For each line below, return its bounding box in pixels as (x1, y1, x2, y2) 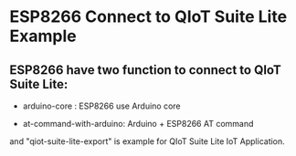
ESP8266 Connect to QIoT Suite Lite (9, 6, 288, 27)
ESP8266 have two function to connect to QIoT (9, 62, 281, 78)
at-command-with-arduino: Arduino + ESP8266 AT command (22, 119, 254, 129)
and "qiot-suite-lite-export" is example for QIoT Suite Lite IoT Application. (9, 136, 285, 147)
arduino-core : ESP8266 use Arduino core (22, 100, 181, 111)
